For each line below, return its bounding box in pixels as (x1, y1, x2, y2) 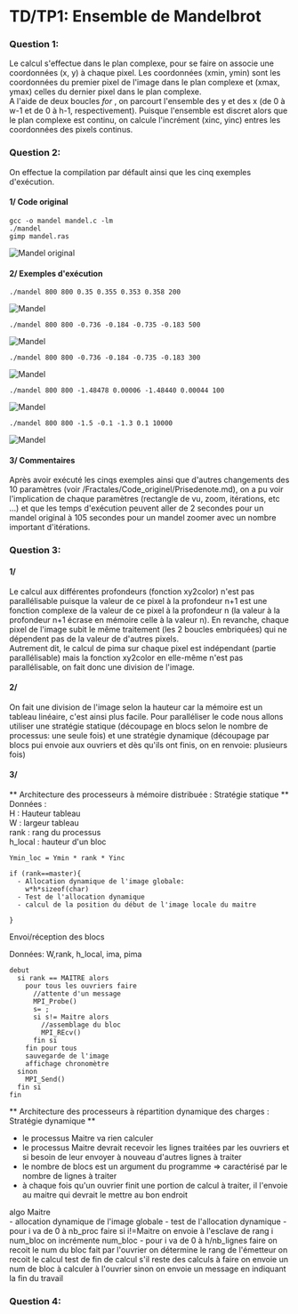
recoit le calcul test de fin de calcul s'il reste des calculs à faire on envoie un (9, 1254, 289, 1264)
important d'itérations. (9, 522, 91, 533)
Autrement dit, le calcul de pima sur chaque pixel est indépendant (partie (9, 642, 277, 653)
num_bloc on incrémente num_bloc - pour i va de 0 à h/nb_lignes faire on (9, 1235, 278, 1245)
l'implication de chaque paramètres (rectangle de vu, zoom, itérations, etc (9, 494, 280, 504)
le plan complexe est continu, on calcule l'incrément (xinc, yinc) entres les (9, 115, 281, 125)
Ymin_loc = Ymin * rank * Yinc (9, 853, 125, 862)
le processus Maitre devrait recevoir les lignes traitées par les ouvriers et (21, 1141, 290, 1153)
